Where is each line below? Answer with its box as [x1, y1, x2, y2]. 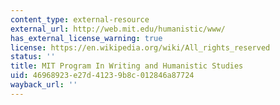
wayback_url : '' [10, 80, 78, 90]
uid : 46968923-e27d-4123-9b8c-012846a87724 [10, 71, 195, 81]
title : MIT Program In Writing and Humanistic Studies [10, 61, 244, 71]
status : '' [10, 52, 56, 62]
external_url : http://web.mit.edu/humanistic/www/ [10, 24, 226, 34]
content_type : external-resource [10, 14, 150, 25]
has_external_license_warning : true [10, 33, 163, 43]
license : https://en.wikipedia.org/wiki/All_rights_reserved [10, 42, 271, 53]
